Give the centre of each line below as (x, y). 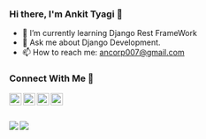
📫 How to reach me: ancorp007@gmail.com (103, 53)
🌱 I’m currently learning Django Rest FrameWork (109, 33)
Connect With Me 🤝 (52, 78)
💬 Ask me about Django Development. (91, 42)
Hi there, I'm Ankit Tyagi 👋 (66, 14)
